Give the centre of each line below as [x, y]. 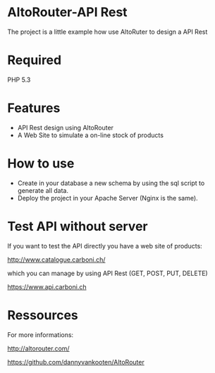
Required [35, 60]
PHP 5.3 [19, 80]
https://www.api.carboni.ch [47, 286]
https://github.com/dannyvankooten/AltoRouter [76, 362]
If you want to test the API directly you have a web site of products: [105, 246]
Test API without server [78, 226]
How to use [41, 163]
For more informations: [41, 334]
